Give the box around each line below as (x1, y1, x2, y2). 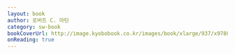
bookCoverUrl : (7, 29, 49, 37)
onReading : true (7, 36, 55, 43)
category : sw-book (7, 23, 61, 30)
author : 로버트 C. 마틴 (7, 17, 69, 24)
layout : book (7, 10, 45, 18)
